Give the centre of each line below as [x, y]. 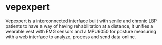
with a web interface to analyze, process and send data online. [71, 37]
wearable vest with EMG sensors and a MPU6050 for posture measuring [81, 31]
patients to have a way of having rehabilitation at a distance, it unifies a [79, 26]
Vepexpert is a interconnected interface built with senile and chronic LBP [81, 21]
